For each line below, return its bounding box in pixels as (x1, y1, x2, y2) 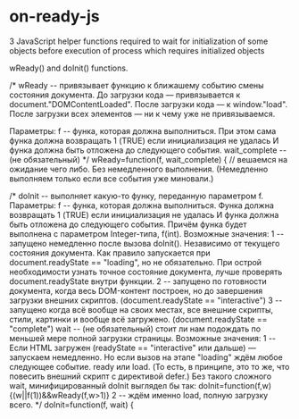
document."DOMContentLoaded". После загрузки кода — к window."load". (9, 98, 288, 109)
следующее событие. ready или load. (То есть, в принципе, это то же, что (9, 361, 290, 372)
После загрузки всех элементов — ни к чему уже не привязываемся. (9, 108, 276, 119)
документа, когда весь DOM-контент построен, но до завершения (9, 285, 263, 296)
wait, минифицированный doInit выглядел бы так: (9, 380, 197, 390)
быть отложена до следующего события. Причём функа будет (9, 219, 247, 230)
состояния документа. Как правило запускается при (9, 247, 212, 258)
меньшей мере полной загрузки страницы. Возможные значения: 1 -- (9, 332, 277, 343)
